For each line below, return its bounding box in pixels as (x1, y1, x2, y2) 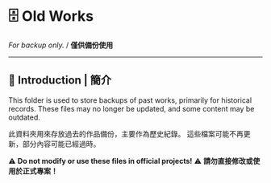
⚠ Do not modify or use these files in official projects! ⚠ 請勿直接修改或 (8, 156, 253, 165)
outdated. (8, 112, 40, 122)
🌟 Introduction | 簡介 (8, 74, 112, 87)
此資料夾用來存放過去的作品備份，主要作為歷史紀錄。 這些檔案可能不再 (8, 128, 244, 138)
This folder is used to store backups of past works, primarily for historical (8, 95, 252, 105)
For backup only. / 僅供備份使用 (8, 40, 114, 50)
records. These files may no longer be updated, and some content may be (8, 104, 255, 113)
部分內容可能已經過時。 (22, 139, 101, 148)
